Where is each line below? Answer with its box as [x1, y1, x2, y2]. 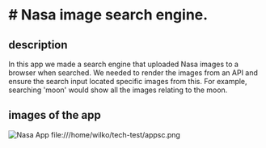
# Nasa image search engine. [8, 6, 209, 24]
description [8, 38, 68, 52]
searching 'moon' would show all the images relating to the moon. [8, 85, 228, 95]
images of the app [8, 108, 101, 122]
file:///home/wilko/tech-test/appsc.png [51, 129, 180, 139]
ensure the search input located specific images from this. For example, [8, 77, 248, 86]
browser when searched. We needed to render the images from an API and [8, 68, 259, 78]
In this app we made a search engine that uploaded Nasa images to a [8, 59, 239, 69]
